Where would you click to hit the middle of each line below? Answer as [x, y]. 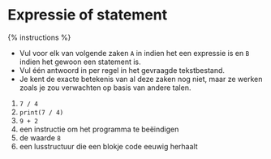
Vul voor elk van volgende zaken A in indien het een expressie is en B [134, 53]
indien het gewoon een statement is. [80, 62]
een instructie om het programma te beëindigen [99, 129]
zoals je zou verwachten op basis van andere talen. [105, 88]
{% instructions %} [39, 37]
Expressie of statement [88, 15]
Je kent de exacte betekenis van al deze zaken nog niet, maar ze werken [141, 79]
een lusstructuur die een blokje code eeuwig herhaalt [108, 146]
